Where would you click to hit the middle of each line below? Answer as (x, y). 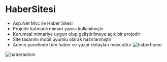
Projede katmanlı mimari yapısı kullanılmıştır (58, 28)
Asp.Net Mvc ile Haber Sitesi (42, 23)
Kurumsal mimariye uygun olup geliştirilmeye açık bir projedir (76, 34)
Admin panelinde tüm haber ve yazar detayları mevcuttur (72, 44)
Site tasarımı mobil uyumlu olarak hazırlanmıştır (62, 39)
